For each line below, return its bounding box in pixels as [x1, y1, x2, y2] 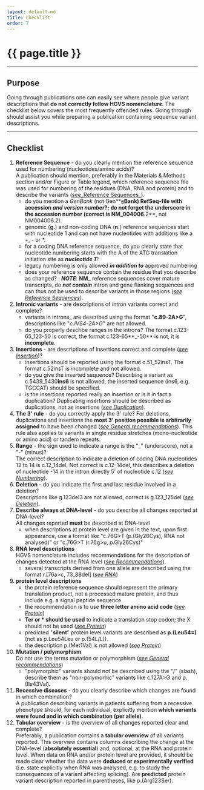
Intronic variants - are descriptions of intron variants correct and [15, 300, 179, 308]
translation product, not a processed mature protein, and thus [24, 590, 179, 597]
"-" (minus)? [15, 448, 47, 456]
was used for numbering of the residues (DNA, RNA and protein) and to [15, 184, 194, 191]
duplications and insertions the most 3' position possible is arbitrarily [15, 416, 192, 423]
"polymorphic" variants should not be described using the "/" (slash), [24, 667, 198, 674]
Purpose [7, 78, 40, 88]
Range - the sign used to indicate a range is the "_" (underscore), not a [15, 442, 193, 449]
